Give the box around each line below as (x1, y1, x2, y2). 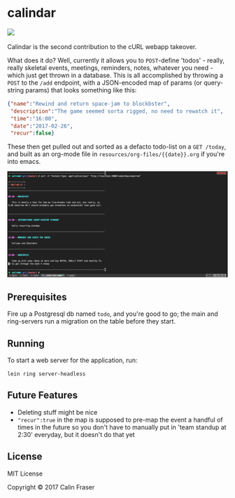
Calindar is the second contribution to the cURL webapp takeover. (7, 42, 197, 50)
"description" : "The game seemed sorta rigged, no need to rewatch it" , (10, 107, 224, 115)
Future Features (7, 389, 78, 401)
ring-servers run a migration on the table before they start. (7, 317, 176, 326)
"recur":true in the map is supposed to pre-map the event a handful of (17, 415, 223, 424)
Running (7, 338, 45, 350)
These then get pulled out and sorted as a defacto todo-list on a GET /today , (7, 142, 227, 151)
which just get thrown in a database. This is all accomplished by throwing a (7, 71, 224, 79)
